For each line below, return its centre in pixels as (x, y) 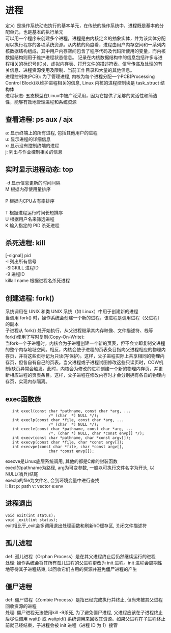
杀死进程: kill (25, 243)
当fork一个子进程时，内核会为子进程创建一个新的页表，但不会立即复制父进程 (85, 343)
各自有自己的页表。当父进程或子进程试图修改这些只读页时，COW (91, 363)
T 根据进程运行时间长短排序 (34, 212)
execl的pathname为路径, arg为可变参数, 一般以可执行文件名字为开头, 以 (80, 467)
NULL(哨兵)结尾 (22, 474)
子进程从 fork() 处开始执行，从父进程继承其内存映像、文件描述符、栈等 (79, 331)
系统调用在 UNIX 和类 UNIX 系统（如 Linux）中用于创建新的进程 (72, 312)
